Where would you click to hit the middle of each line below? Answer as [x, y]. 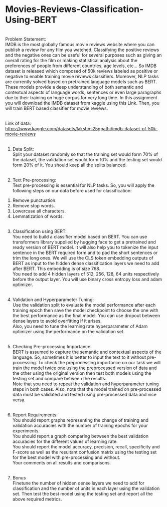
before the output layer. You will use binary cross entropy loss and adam [87, 279]
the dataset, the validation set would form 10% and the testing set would [87, 159]
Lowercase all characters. [39, 211]
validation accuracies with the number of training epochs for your [80, 425]
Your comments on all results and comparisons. [62, 462]
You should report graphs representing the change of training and [80, 420]
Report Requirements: [35, 415]
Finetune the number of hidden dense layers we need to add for [78, 483]
